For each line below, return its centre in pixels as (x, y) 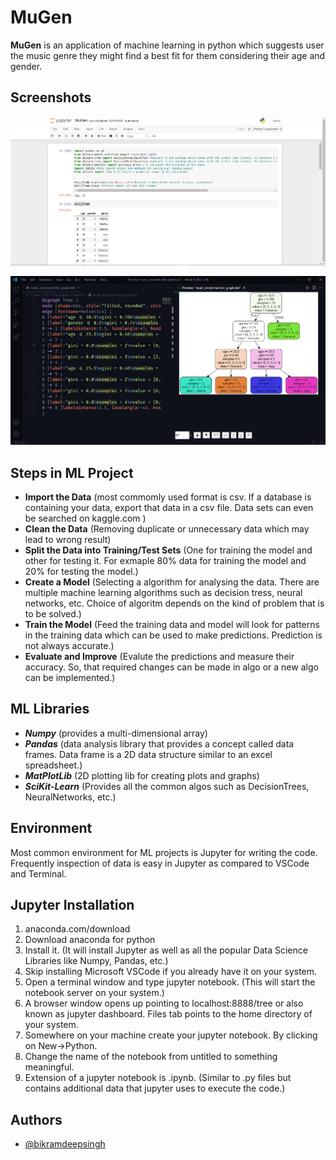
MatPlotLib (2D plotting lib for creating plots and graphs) (142, 775)
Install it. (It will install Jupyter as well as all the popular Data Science (166, 950)
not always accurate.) (69, 645)
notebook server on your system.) (94, 993)
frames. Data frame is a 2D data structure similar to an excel (148, 754)
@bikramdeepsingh (65, 1144)
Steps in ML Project (72, 472)
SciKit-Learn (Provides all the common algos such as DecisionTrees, (167, 786)
